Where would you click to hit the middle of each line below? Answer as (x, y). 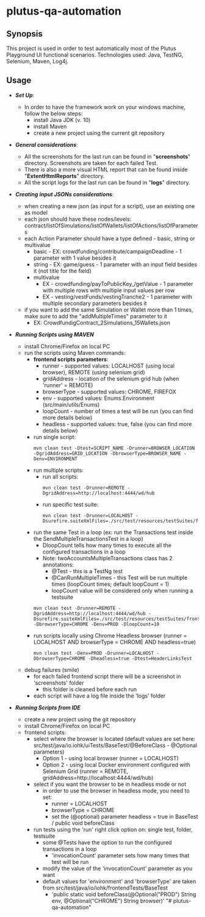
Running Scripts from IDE (48, 707)
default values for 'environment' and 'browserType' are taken (119, 881)
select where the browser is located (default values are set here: (114, 738)
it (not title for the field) (62, 271)
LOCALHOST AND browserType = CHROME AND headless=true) (115, 642)
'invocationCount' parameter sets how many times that (120, 855)
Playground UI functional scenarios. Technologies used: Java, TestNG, (95, 55)
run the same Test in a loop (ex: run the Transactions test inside (113, 532)
